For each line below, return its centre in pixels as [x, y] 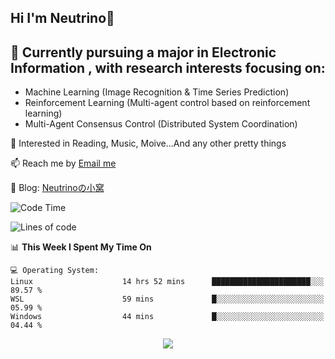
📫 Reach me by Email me [63, 163]
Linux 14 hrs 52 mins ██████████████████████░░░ [167, 282]
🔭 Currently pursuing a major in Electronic [143, 52]
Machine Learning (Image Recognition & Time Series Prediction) [157, 92]
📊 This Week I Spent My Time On [81, 247]
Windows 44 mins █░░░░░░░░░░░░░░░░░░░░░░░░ [167, 317]
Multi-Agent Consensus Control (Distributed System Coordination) [161, 124]
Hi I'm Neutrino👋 [62, 18]
